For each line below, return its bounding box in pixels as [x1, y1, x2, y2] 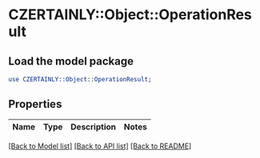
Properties [8, 97, 62, 111]
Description [70, 121, 116, 132]
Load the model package [8, 54, 134, 68]
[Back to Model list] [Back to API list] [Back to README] [8, 141, 192, 151]
